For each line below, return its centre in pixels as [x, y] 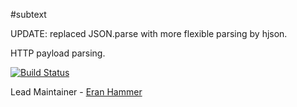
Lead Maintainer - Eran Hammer [76, 92]
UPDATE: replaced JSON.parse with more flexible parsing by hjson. [149, 33]
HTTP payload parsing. [58, 53]
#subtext [28, 14]
